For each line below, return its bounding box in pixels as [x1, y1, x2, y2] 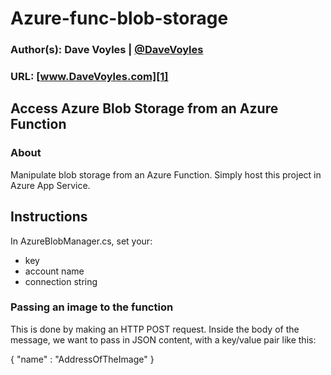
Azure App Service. [10, 179, 91, 191]
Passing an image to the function [10, 300, 174, 314]
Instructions [10, 208, 88, 226]
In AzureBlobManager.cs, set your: [10, 235, 153, 247]
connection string [24, 275, 98, 287]
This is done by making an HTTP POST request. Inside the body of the [10, 323, 300, 335]
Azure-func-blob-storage [10, 7, 229, 30]
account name [24, 265, 85, 277]
